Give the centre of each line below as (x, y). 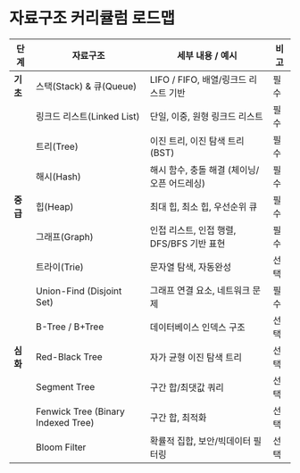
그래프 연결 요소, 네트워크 (200, 290)
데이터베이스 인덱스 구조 (198, 327)
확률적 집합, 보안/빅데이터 (201, 441)
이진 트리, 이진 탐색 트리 (197, 141)
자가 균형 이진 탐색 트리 (196, 357)
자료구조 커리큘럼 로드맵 (92, 18)
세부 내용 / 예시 (207, 55)
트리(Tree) (57, 146)
